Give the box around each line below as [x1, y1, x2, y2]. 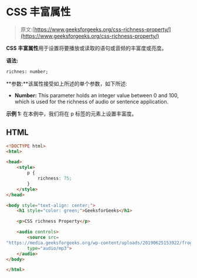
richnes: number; [6, 69, 49, 74]
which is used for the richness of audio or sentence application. [14, 98, 169, 105]
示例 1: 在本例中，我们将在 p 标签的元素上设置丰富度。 [6, 110, 137, 117]
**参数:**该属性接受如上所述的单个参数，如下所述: [6, 80, 128, 87]
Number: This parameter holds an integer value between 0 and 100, [14, 91, 179, 99]
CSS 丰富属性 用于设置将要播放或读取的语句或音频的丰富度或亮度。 [6, 45, 167, 52]
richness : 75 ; [37, 175, 72, 181]
